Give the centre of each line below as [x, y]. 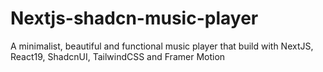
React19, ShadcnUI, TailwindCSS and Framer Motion [118, 56]
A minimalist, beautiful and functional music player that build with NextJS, [162, 46]
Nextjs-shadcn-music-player [134, 18]
